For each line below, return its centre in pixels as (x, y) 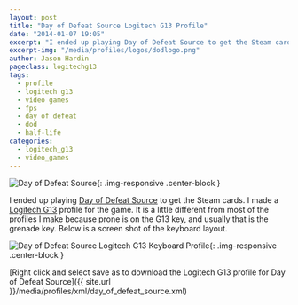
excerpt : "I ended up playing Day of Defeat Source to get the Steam (141, 42)
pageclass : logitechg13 (53, 67)
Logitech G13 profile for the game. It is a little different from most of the (139, 209)
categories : (31, 141)
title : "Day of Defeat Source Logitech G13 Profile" (109, 26)
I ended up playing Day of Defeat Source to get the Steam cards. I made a (144, 199)
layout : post (33, 17)
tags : (19, 75)
